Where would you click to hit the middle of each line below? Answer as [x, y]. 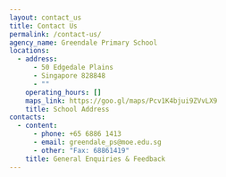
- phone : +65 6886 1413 [77, 134]
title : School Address [67, 109]
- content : [38, 126]
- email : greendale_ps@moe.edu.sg [97, 142]
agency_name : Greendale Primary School [84, 42]
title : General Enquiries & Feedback [96, 159]
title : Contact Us [43, 26]
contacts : [28, 117]
